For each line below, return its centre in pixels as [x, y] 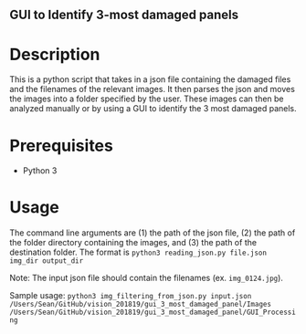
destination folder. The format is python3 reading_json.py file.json [138, 252]
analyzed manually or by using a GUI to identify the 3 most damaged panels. [153, 109]
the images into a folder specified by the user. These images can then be [147, 99]
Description [55, 54]
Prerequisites [62, 146]
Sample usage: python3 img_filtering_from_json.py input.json [131, 296]
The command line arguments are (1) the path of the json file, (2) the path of [153, 233]
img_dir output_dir [47, 261]
